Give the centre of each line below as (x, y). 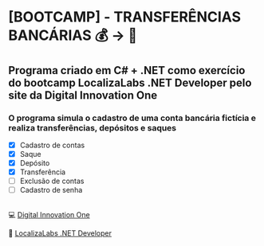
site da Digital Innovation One (83, 95)
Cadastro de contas (52, 145)
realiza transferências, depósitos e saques (93, 127)
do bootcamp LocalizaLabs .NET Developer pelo (130, 82)
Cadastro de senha (51, 190)
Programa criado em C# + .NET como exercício (127, 70)
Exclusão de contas (52, 181)
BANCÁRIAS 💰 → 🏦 (73, 35)
